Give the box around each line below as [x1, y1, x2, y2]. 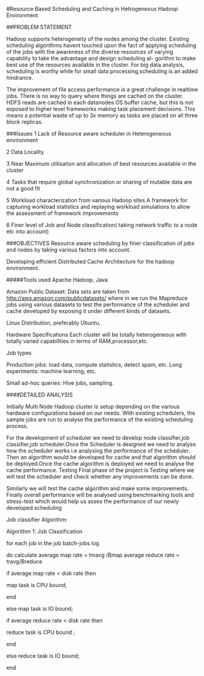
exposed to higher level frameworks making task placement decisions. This [6, 105, 195, 112]
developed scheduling [6, 504, 62, 511]
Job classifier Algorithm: [6, 516, 68, 523]
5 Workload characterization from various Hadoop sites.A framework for [6, 197, 188, 203]
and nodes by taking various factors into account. [6, 246, 131, 253]
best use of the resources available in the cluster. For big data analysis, [6, 61, 185, 68]
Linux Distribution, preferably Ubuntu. [6, 319, 101, 326]
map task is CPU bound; [6, 582, 67, 588]
